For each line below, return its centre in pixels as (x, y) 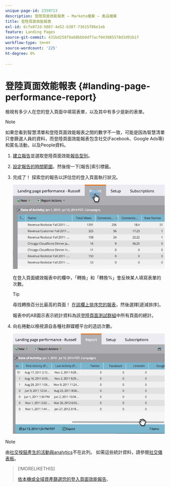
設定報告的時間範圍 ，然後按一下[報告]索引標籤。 (63, 167)
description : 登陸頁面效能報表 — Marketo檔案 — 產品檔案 (61, 16)
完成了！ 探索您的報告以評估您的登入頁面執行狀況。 (66, 177)
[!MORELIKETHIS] (36, 468)
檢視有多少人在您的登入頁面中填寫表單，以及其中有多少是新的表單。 (76, 112)
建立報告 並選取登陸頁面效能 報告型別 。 (52, 156)
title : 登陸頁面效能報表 (28, 21)
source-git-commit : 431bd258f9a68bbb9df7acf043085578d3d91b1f (72, 38)
